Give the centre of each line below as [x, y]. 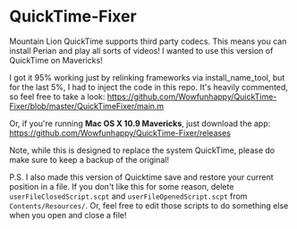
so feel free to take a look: [57, 97]
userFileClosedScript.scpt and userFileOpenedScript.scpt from [128, 196]
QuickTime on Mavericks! [56, 60]
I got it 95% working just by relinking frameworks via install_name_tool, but [147, 77]
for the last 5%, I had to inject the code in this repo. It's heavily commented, [149, 87]
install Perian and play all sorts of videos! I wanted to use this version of [141, 50]
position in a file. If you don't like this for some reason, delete [122, 186]
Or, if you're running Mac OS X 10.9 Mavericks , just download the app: [140, 123]
